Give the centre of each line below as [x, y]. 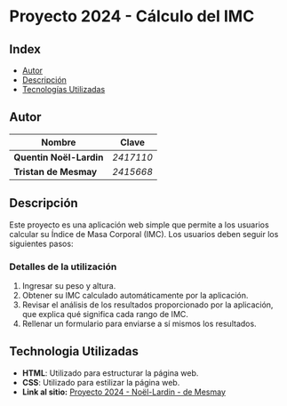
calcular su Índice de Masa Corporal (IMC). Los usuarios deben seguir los [144, 234]
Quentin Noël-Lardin [59, 157]
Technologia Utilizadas [74, 351]
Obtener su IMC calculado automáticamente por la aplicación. [135, 295]
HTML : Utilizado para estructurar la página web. [110, 373]
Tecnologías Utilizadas [64, 89]
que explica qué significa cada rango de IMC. [105, 314]
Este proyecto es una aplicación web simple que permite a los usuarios [139, 225]
